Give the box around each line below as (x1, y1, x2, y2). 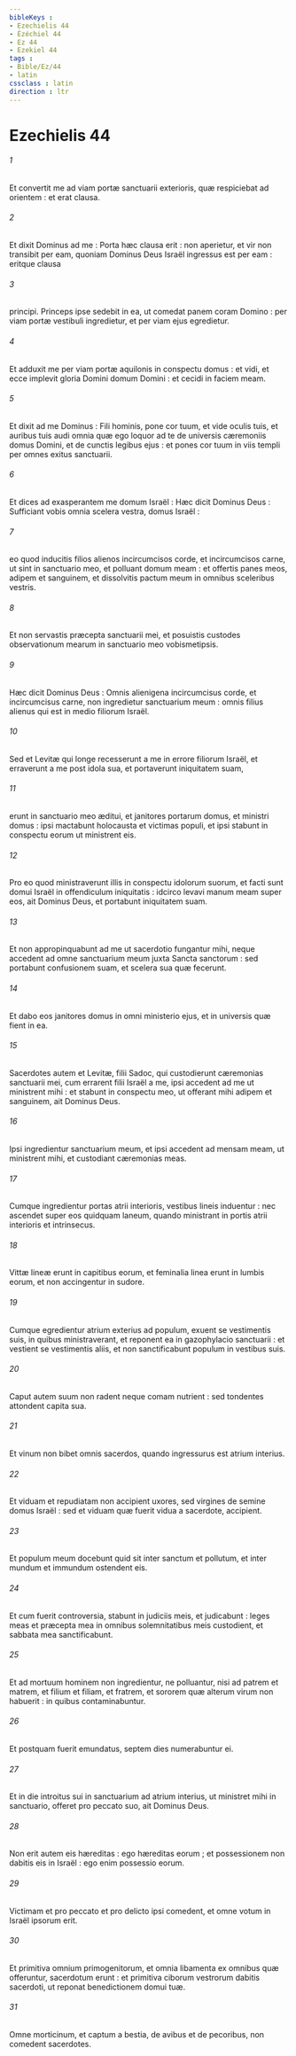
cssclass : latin (9, 79, 74, 88)
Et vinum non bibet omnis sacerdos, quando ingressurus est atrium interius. (9, 1448, 285, 1459)
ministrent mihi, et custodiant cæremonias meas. (9, 1153, 187, 1164)
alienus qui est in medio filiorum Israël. (9, 705, 150, 716)
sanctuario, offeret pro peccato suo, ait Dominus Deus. (9, 1801, 210, 1811)
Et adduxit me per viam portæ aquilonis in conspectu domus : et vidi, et (9, 363, 269, 374)
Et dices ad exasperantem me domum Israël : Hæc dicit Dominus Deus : (9, 496, 271, 507)
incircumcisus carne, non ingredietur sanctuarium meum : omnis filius (9, 697, 264, 707)
